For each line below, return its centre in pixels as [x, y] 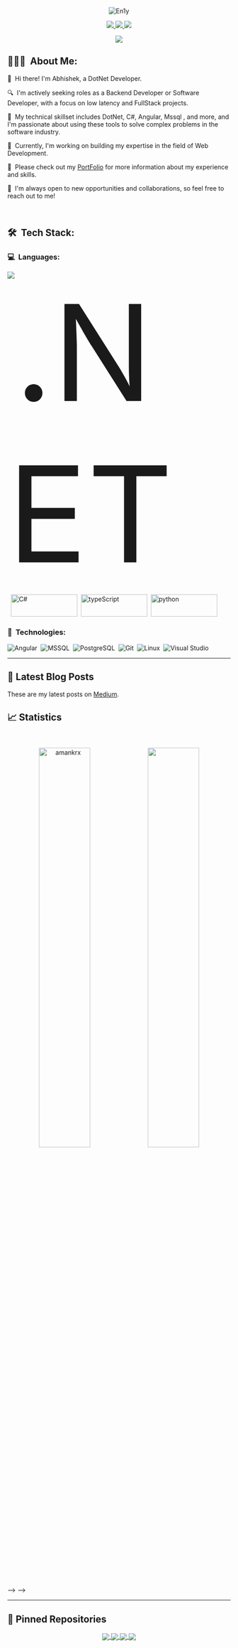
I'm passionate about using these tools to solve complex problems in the [113, 124]
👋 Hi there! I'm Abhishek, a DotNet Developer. [75, 78]
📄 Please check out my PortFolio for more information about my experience [118, 166]
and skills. [22, 174]
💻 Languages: [34, 257]
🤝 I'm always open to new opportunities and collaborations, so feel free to [116, 188]
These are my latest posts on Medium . [63, 694]
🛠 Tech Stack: [41, 233]
